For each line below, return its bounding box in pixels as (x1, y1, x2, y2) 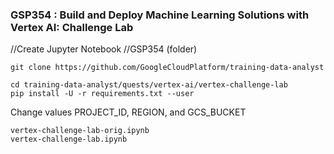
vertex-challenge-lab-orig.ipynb (10, 126, 150, 136)
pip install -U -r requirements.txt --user (10, 89, 195, 99)
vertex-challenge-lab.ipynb (10, 134, 128, 145)
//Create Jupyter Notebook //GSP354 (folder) (10, 43, 198, 55)
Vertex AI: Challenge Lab (10, 20, 134, 34)
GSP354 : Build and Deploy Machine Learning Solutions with (10, 8, 310, 22)
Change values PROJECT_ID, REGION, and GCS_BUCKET (10, 106, 247, 118)
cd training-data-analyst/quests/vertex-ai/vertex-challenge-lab (10, 80, 288, 90)
